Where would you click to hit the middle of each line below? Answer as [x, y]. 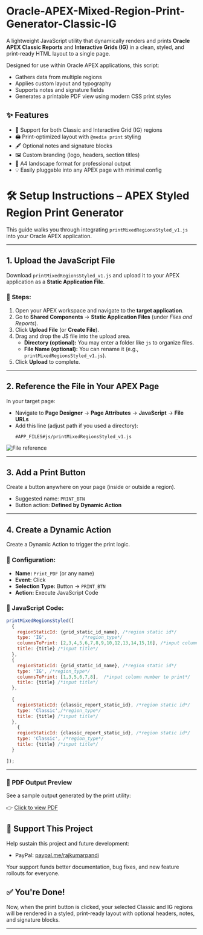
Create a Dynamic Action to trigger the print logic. [68, 545]
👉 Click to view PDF [32, 807]
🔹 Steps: [19, 297]
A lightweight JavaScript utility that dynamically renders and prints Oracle [98, 40]
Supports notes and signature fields [60, 89]
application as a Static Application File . [56, 282]
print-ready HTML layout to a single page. [58, 53]
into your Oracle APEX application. [49, 236]
